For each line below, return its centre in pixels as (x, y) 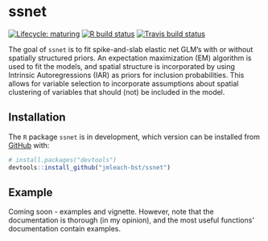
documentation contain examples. (64, 229)
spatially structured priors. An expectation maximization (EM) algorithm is (130, 58)
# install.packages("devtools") (62, 160)
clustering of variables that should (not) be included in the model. (117, 92)
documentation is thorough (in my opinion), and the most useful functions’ (132, 220)
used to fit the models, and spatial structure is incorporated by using (122, 66)
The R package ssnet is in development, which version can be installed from (134, 137)
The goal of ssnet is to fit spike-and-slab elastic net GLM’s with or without (131, 49)
